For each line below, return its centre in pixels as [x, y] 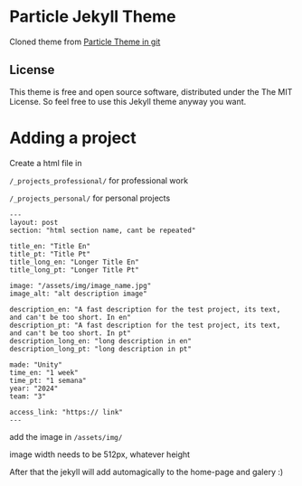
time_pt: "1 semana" [48, 380]
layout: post [34, 222]
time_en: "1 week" [44, 372]
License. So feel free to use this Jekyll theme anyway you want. [128, 101]
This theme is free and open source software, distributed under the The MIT [151, 91]
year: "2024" [34, 388]
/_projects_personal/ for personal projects [90, 198]
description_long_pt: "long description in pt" [101, 349]
